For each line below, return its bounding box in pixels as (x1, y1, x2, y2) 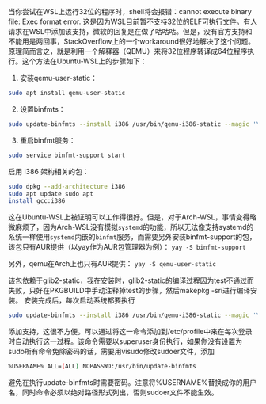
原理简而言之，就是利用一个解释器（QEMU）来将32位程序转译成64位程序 (8, 47, 248, 55)
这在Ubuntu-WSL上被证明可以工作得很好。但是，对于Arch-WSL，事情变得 (8, 212, 250, 222)
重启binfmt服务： (19, 135, 77, 145)
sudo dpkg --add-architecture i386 (8, 182, 126, 190)
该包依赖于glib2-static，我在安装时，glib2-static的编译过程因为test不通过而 (8, 276, 255, 285)
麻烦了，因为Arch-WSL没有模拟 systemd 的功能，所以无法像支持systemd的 (14, 223, 254, 232)
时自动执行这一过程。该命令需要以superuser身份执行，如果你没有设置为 (8, 337, 243, 346)
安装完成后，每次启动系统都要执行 (23, 295, 135, 305)
